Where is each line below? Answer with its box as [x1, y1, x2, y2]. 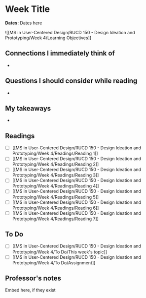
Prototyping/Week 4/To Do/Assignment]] [12, 259, 96, 266]
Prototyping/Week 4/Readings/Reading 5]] [12, 194, 99, 200]
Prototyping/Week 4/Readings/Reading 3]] [12, 172, 99, 178]
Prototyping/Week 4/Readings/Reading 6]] [12, 205, 99, 211]
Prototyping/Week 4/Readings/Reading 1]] [12, 150, 98, 157]
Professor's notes [5, 274, 62, 282]
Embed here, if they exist [5, 287, 56, 293]
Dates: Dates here [5, 20, 42, 26]
